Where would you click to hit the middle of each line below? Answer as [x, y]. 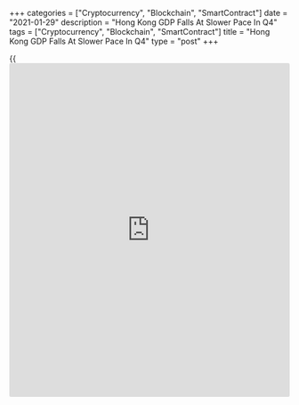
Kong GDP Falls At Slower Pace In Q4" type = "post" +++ [114, 41]
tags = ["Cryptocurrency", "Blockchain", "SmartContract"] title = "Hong [140, 32]
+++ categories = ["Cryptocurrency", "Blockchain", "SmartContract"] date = [149, 13]
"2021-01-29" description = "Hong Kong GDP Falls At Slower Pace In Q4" [143, 22]
